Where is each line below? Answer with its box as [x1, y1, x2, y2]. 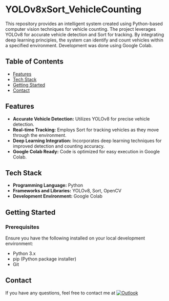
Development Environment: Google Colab [12, 193, 103, 199]
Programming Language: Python [12, 182, 83, 188]
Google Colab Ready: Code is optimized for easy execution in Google [12, 148, 160, 154]
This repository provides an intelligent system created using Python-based [5, 21, 163, 27]
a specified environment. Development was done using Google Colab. [5, 42, 153, 48]
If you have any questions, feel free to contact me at [5, 290, 116, 296]
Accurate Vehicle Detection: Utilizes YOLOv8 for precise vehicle [12, 115, 150, 122]
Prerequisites [5, 223, 39, 230]
